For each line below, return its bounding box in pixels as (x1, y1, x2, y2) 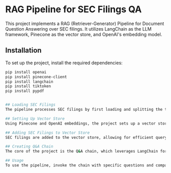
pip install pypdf (5, 88, 44, 94)
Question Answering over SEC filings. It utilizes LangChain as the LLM (5, 26, 152, 32)
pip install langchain (5, 79, 53, 84)
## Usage (5, 158, 24, 163)
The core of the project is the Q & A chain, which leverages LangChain (5, 149, 158, 154)
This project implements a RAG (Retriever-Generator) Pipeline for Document (5, 20, 164, 27)
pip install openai (5, 69, 47, 75)
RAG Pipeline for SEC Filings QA (5, 4, 142, 15)
